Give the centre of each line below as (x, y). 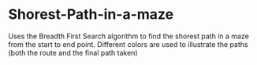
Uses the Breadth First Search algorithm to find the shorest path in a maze (129, 36)
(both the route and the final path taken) (73, 52)
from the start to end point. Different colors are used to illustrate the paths (128, 44)
